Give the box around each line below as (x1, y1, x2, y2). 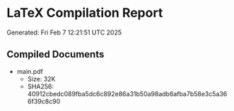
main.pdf (16, 67, 43, 75)
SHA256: (27, 82, 54, 91)
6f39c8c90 (27, 97, 61, 105)
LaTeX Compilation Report (6, 5, 163, 21)
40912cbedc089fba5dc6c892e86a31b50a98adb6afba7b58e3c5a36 (27, 89, 228, 98)
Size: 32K (27, 74, 56, 83)
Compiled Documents (6, 48, 105, 60)
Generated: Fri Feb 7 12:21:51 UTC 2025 (6, 28, 122, 37)
